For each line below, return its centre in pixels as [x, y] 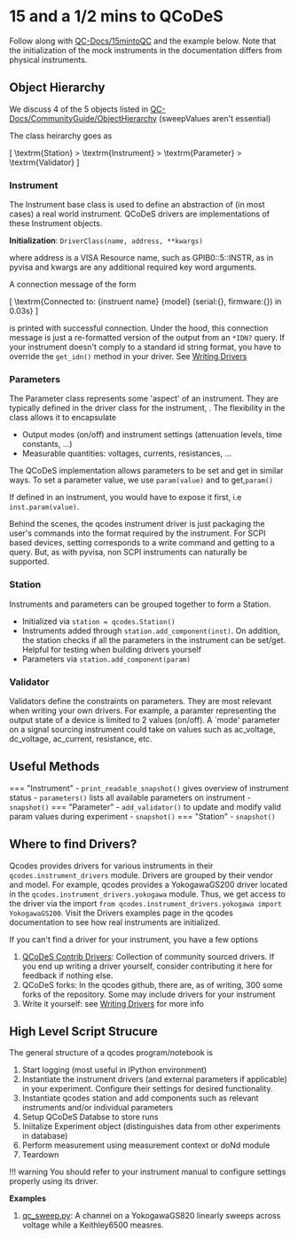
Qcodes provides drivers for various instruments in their [111, 866]
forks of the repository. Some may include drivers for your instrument [149, 994]
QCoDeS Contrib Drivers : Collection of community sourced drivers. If [148, 956]
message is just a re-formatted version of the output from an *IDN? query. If [147, 338]
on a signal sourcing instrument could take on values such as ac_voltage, [142, 729]
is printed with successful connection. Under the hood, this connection [139, 328]
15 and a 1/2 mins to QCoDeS [116, 16]
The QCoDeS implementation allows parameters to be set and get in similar [146, 471]
